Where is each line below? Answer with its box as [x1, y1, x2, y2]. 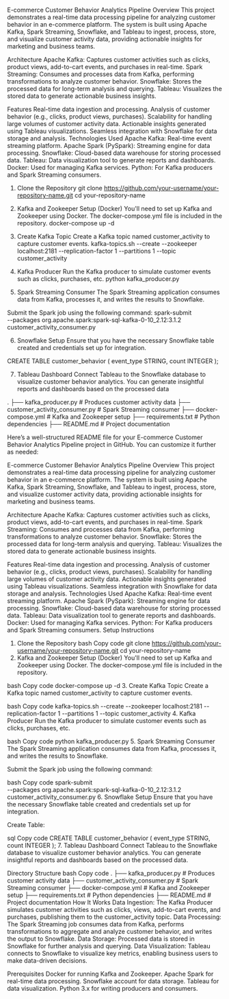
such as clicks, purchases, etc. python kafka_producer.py [16, 275, 180, 283]
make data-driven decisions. [7, 957, 87, 965]
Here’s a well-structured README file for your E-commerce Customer [7, 433, 203, 441]
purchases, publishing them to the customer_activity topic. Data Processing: [7, 913, 222, 921]
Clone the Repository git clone [16, 184, 103, 192]
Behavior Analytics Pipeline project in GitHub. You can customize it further [7, 441, 217, 448]
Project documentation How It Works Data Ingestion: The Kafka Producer [7, 898, 213, 907]
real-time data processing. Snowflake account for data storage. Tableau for [7, 977, 219, 985]
